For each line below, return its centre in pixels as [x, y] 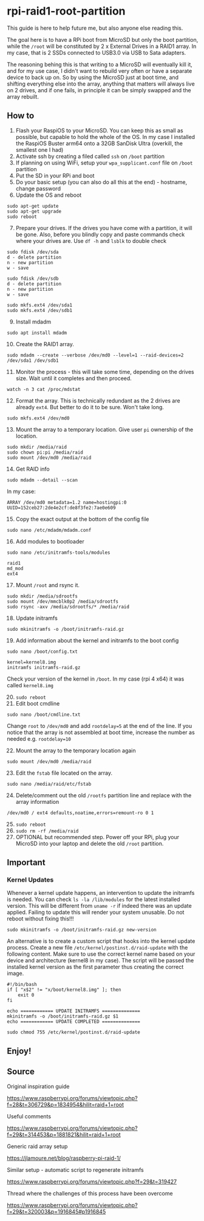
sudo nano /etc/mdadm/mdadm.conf [49, 530]
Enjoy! [19, 1051]
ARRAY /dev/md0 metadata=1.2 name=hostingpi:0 [67, 502]
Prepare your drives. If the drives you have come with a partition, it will [104, 228]
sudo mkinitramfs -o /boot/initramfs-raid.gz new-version [82, 930]
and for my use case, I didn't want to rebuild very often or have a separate [100, 70]
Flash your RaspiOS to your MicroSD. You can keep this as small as [100, 130]
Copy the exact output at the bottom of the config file [82, 519]
